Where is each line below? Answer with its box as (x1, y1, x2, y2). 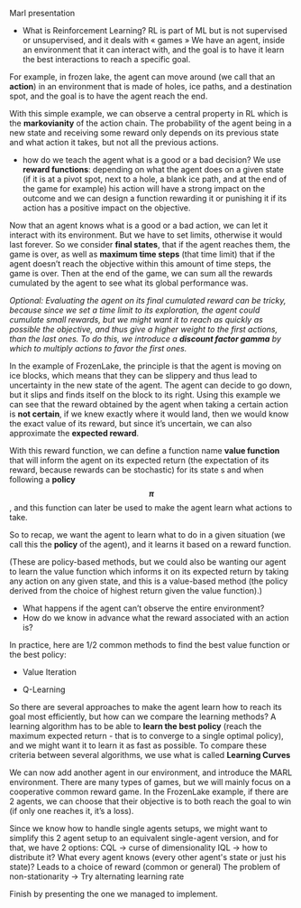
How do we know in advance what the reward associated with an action (22, 613, 290, 622)
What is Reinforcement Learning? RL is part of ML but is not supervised (22, 25, 288, 35)
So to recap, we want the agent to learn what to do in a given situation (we (9, 529, 286, 540)
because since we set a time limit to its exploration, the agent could (9, 304, 260, 315)
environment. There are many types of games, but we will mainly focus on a (9, 777, 291, 787)
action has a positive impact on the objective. (22, 202, 191, 213)
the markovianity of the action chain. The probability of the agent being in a (9, 117, 292, 128)
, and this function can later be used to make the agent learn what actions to (9, 502, 293, 513)
